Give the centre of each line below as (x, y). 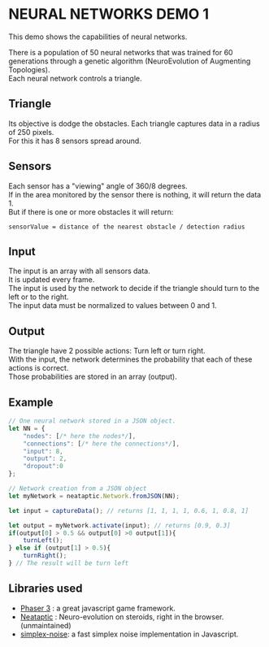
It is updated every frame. (52, 280)
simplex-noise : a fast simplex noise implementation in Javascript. (129, 634)
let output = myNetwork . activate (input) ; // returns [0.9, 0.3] (119, 525)
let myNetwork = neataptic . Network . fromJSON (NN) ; (94, 496)
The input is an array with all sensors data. (79, 271)
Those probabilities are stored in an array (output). (93, 377)
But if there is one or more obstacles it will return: (91, 211)
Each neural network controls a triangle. (75, 78)
